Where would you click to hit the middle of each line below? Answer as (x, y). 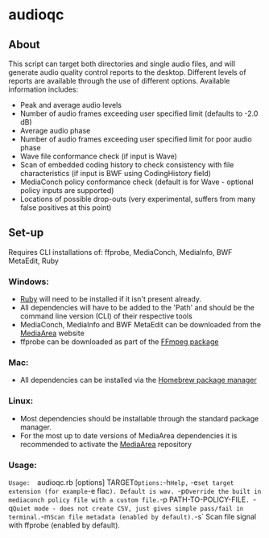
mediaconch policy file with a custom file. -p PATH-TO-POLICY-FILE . (129, 499)
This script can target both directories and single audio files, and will (122, 64)
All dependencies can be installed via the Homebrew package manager (138, 380)
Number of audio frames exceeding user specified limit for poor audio (136, 139)
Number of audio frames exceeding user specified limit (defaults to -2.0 (139, 113)
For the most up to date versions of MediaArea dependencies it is (128, 435)
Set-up (26, 233)
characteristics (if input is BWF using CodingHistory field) (116, 173)
